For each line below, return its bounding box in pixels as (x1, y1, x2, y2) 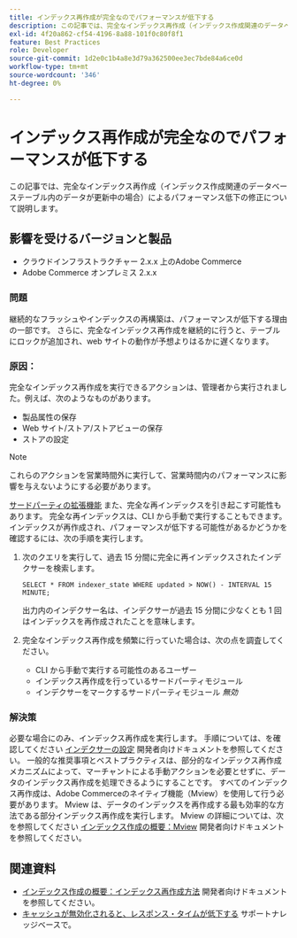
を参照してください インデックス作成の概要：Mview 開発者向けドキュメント (9, 821, 285, 833)
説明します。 (16, 203, 64, 213)
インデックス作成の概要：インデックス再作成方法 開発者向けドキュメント (21, 887, 287, 897)
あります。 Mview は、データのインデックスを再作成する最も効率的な (24, 799, 277, 810)
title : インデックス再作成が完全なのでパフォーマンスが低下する (9, 12, 215, 22)
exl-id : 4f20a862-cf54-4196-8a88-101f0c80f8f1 (9, 29, 184, 38)
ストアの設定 (21, 433, 69, 444)
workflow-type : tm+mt (9, 63, 89, 72)
